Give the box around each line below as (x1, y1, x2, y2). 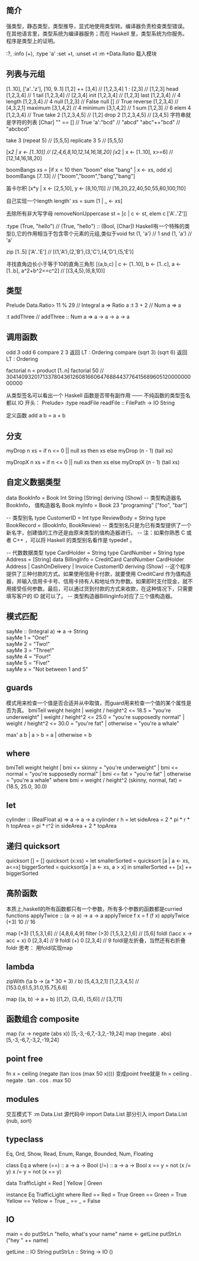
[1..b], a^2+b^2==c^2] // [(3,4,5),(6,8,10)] (6, 267, 105, 274)
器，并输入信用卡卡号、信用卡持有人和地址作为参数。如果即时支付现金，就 (6, 578, 188, 585)
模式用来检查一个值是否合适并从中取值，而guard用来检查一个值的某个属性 (6, 699, 187, 706)
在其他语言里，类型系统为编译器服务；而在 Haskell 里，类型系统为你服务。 (6, 30, 188, 37)
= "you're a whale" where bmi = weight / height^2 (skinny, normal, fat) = (6, 777, 182, 784)
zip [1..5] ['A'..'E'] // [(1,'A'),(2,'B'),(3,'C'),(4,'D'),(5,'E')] (6, 248, 134, 255)
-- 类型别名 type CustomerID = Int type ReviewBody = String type (6, 514, 166, 521)
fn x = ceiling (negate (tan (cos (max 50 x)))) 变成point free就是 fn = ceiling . (6, 1070, 192, 1078)
